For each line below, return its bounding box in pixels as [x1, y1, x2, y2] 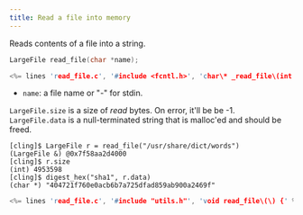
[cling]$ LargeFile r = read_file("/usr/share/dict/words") [9, 141, 241, 151]
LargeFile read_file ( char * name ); [9, 55, 140, 64]
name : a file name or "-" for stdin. [22, 87, 143, 99]
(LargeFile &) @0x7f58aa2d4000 [9, 149, 127, 158]
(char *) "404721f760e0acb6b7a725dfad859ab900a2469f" [9, 181, 216, 190]
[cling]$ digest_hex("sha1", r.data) [9, 173, 151, 183]
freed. [9, 124, 32, 135]
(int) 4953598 [9, 166, 63, 175]
